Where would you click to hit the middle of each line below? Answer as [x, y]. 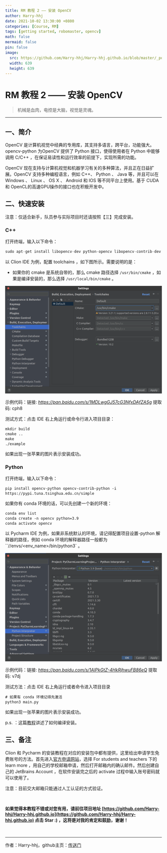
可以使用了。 [18, 778]
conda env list [21, 514]
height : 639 [22, 68]
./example [15, 444]
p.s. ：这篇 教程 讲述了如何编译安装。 [42, 722]
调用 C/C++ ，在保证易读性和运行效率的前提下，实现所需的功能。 [72, 157]
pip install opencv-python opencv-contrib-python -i [61, 489]
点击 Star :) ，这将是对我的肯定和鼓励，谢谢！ [81, 820]
